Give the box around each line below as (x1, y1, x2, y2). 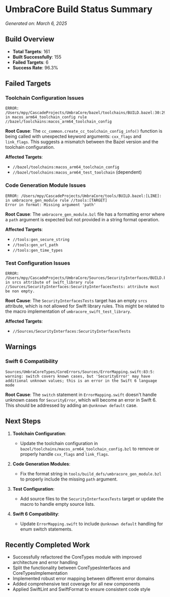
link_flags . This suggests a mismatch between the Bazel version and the (5, 139, 158, 145)
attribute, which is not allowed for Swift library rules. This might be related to (5, 303, 164, 309)
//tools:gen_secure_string (12, 237, 70, 242)
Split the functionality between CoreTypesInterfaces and (12, 565, 131, 571)
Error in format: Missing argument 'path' (5, 202, 96, 207)
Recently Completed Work (5, 540, 90, 549)
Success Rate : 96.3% (12, 64, 58, 70)
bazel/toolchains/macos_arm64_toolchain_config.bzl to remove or (20, 446, 159, 452)
